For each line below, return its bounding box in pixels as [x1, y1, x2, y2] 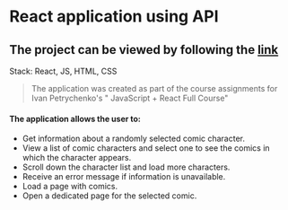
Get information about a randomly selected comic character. [22, 133, 245, 144]
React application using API [9, 6, 219, 27]
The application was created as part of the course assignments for [31, 83, 278, 93]
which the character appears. [22, 153, 132, 163]
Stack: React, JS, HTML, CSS [9, 66, 118, 76]
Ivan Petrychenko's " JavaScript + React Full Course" [31, 92, 229, 103]
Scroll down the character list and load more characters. [22, 162, 231, 172]
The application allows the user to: [9, 113, 141, 124]
